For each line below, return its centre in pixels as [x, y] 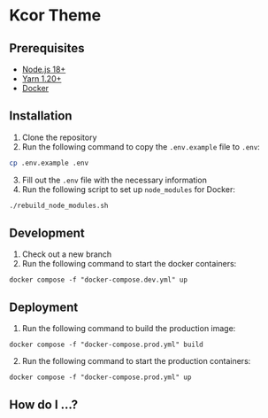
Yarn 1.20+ [42, 79]
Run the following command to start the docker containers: [129, 264]
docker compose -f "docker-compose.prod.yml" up [100, 377]
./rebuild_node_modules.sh [59, 205]
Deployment [44, 307]
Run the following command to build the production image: [129, 329]
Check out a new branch [67, 254]
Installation [41, 116]
